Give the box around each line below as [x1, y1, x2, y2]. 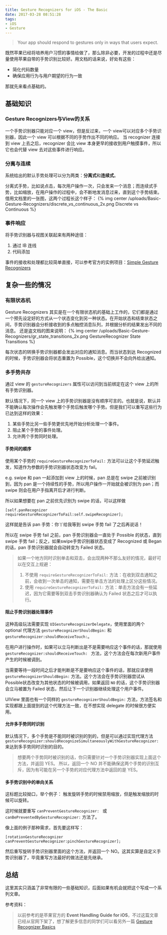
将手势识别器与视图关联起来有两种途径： [5, 232, 88, 238]
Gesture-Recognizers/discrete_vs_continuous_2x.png [5, 201, 114, 207]
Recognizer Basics [17, 924, 56, 930]
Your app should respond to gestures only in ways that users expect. [17, 39, 159, 45]
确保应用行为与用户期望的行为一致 [12, 73, 83, 79]
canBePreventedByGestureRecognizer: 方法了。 [5, 814, 100, 820]
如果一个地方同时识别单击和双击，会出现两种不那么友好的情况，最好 [17, 555, 157, 561]
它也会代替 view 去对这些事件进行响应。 [5, 146, 87, 152]
